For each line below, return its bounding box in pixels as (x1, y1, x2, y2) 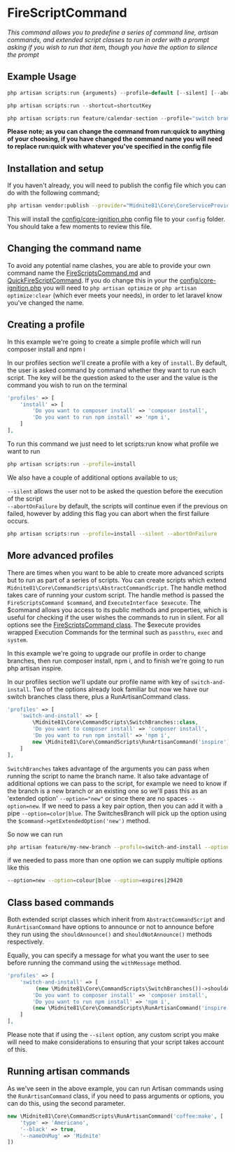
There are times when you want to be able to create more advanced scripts (7, 568, 225, 576)
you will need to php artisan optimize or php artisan (43, 283, 197, 292)
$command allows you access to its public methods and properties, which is (7, 605, 228, 614)
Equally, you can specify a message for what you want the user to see (7, 951, 209, 960)
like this (7, 864, 29, 872)
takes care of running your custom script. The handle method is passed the (7, 590, 225, 599)
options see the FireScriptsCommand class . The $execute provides (7, 621, 201, 629)
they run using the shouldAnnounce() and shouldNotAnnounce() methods (7, 930, 212, 939)
